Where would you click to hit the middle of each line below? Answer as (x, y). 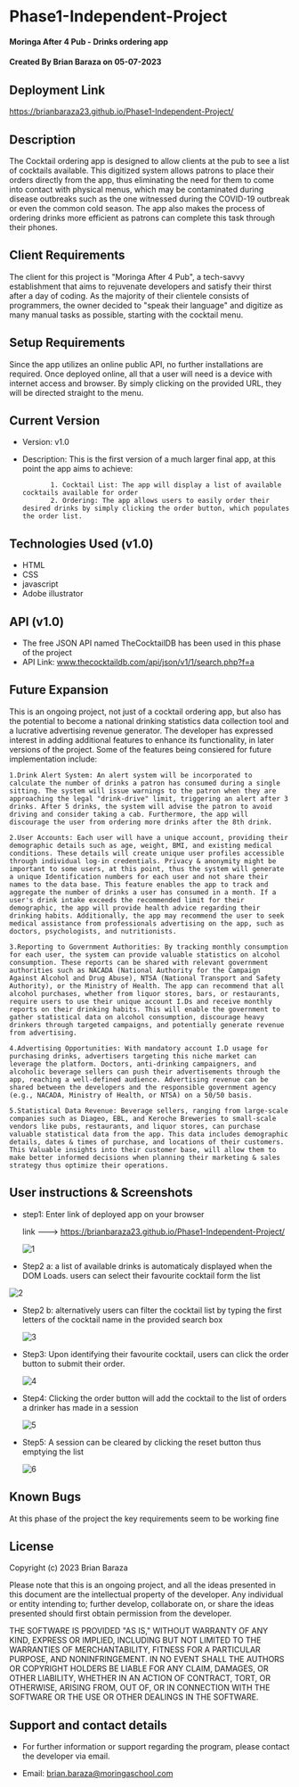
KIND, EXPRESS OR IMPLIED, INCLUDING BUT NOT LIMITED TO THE (135, 1640)
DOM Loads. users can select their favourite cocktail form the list (141, 1275)
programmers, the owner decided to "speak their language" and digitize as (146, 305)
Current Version (55, 421)
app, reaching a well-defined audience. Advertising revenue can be (139, 1079)
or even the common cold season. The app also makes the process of (137, 208)
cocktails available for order (80, 493)
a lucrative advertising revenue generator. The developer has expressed (141, 730)
